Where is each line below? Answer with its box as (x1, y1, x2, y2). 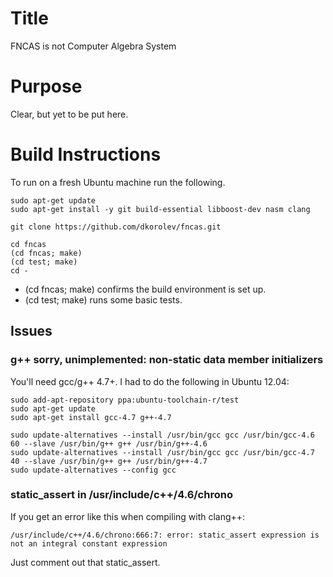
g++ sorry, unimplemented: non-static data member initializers (10, 353, 324, 367)
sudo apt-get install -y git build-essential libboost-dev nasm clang (10, 204, 311, 214)
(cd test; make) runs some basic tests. (24, 293, 183, 306)
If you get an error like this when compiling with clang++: (10, 510, 246, 522)
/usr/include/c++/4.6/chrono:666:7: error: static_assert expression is (10, 530, 320, 540)
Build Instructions (10, 143, 162, 166)
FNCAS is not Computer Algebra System (10, 40, 177, 52)
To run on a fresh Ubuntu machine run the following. (10, 176, 226, 188)
